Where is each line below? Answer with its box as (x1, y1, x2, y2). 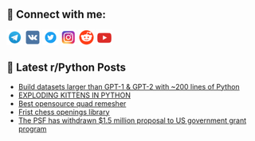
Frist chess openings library (18, 107, 110, 116)
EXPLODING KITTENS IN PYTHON (18, 90, 131, 100)
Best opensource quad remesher (18, 98, 127, 108)
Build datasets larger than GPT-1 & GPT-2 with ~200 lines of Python (18, 82, 240, 91)
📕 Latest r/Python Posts (6, 61, 127, 74)
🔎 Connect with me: (6, 8, 106, 21)
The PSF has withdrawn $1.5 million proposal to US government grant (18, 116, 247, 125)
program (18, 124, 47, 133)
